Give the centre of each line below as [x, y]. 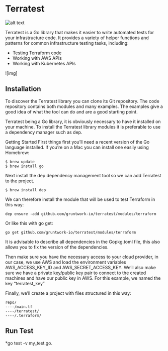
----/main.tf [19, 307]
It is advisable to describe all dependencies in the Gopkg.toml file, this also [82, 242]
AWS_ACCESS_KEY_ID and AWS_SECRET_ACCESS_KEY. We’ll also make [80, 267]
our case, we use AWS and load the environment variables [66, 262]
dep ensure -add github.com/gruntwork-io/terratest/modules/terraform [81, 214]
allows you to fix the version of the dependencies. [57, 247]
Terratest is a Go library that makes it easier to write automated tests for [80, 32]
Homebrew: [17, 152]
